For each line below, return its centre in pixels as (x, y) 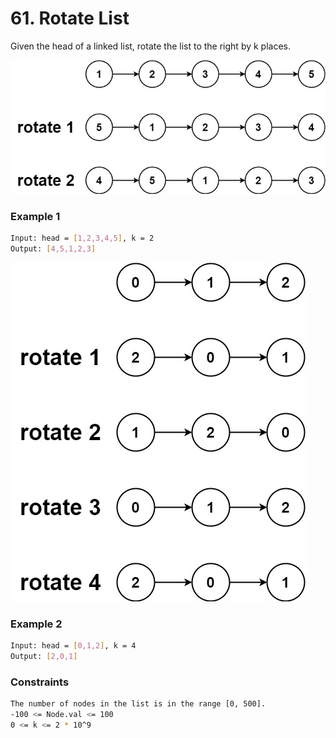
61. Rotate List (70, 18)
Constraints (40, 682)
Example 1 (35, 216)
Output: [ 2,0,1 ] (44, 656)
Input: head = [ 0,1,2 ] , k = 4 (73, 646)
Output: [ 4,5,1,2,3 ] (53, 248)
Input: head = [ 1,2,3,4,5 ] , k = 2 (82, 238)
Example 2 (36, 624)
